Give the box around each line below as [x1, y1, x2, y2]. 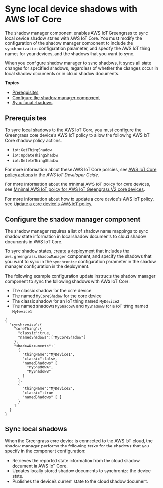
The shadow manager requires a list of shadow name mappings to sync [5, 228, 148, 234]
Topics [5, 80, 19, 86]
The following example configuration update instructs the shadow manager [5, 273, 156, 279]
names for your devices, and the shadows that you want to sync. [5, 50, 135, 57]
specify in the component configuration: [5, 448, 86, 454]
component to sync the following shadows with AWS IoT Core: [5, 278, 130, 284]
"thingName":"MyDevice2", [22, 386, 75, 391]
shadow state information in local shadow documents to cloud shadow [5, 233, 147, 239]
